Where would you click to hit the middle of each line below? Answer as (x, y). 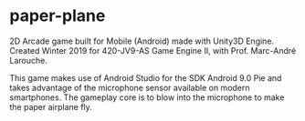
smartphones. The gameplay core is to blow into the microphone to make (147, 97)
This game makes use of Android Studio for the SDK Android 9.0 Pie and (146, 77)
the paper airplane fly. (51, 106)
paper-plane (58, 16)
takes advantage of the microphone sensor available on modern (130, 87)
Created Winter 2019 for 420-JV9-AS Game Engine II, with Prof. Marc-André (153, 50)
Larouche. (28, 60)
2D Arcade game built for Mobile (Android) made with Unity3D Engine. (142, 41)
